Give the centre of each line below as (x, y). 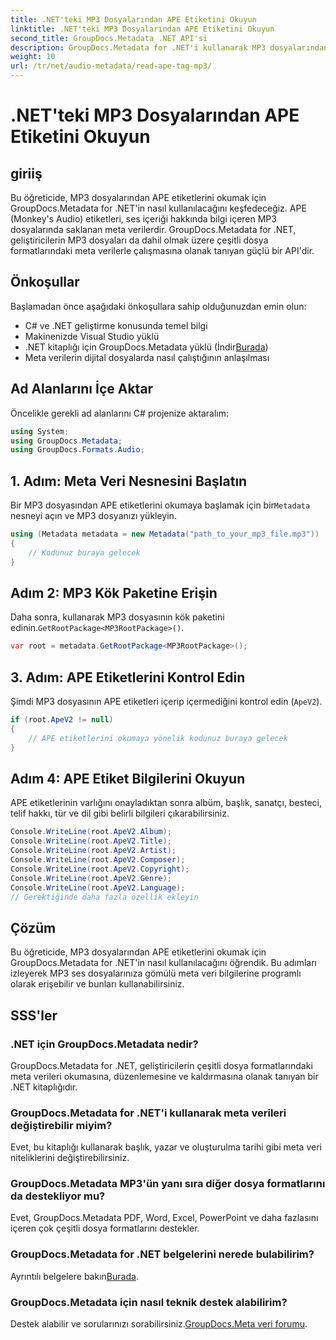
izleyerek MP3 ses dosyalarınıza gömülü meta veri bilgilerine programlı (156, 973)
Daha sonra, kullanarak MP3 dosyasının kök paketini (117, 617)
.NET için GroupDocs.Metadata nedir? (104, 1044)
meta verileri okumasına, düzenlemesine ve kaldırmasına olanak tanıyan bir (164, 1076)
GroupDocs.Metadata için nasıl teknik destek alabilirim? (149, 1302)
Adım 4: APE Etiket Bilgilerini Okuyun (128, 778)
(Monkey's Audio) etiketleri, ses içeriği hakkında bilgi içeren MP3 (143, 219)
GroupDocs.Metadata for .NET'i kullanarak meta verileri (148, 1113)
